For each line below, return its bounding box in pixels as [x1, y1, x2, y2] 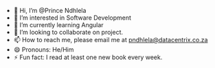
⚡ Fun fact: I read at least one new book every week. [13, 53, 163, 61]
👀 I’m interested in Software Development [13, 14, 132, 22]
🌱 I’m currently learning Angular [13, 21, 104, 29]
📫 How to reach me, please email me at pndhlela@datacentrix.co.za [13, 36, 208, 44]
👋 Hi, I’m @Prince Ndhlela [13, 7, 87, 14]
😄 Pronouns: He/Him [13, 46, 74, 54]
